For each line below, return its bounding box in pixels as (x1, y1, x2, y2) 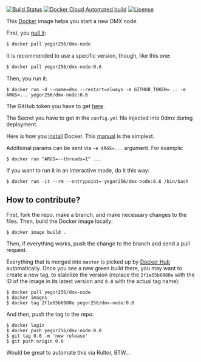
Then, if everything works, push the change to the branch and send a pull (6, 240, 190, 247)
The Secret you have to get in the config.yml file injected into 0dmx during (6, 114, 193, 121)
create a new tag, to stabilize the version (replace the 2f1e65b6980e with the (6, 271, 196, 278)
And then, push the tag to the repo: (6, 310, 94, 318)
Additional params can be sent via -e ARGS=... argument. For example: (6, 144, 184, 151)
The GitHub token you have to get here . (6, 102, 105, 109)
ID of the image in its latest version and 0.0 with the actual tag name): (6, 277, 180, 285)
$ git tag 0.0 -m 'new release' (6, 333, 88, 339)
